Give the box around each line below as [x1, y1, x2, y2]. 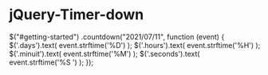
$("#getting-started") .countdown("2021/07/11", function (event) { [9, 32, 225, 41]
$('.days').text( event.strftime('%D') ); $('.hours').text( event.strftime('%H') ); [9, 40, 261, 49]
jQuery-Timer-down [9, 6, 144, 24]
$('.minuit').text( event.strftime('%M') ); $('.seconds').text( [9, 49, 200, 58]
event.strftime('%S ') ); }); [9, 57, 94, 67]
